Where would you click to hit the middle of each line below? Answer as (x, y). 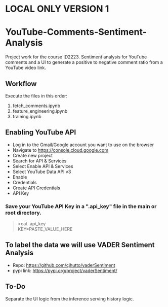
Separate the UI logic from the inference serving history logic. (70, 299)
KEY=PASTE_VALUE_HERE (45, 229)
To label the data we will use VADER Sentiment (80, 245)
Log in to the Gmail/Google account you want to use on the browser (83, 145)
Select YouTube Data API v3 (42, 172)
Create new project (33, 155)
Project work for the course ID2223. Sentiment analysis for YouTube (76, 57)
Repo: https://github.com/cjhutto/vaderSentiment (64, 265)
